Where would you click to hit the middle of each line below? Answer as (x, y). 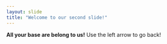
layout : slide (24, 12)
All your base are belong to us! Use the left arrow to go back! (84, 34)
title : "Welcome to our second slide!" (57, 17)
